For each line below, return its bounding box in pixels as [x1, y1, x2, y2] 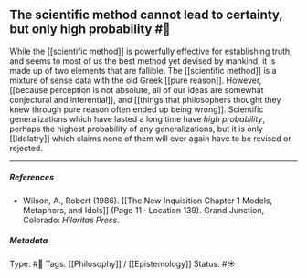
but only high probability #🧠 [9, 22, 171, 37]
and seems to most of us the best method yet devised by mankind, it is [9, 55, 276, 67]
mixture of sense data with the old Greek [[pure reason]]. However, [9, 75, 262, 86]
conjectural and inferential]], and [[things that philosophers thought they [9, 94, 281, 105]
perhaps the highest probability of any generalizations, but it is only [9, 123, 263, 134]
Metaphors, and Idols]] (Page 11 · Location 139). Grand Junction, [22, 204, 265, 215]
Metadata [9, 235, 48, 246]
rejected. [9, 142, 43, 153]
